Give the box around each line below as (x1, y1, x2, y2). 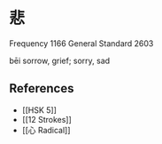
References (9, 81, 74, 96)
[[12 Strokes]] (21, 114, 73, 124)
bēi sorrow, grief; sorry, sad (9, 55, 111, 66)
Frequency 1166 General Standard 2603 (9, 37, 154, 49)
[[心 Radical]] (21, 124, 71, 135)
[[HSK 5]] (21, 104, 58, 116)
